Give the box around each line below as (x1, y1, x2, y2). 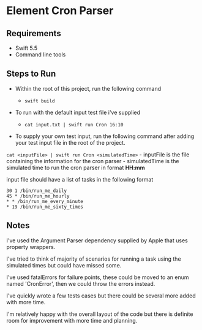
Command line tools (15, 51, 66, 58)
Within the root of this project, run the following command (15, 85, 162, 92)
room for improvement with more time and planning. (6, 317, 138, 324)
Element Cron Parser (6, 4, 114, 18)
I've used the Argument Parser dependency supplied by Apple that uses (6, 237, 188, 244)
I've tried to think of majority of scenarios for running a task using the (6, 255, 182, 263)
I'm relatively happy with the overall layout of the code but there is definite (6, 310, 193, 318)
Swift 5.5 (15, 44, 38, 52)
